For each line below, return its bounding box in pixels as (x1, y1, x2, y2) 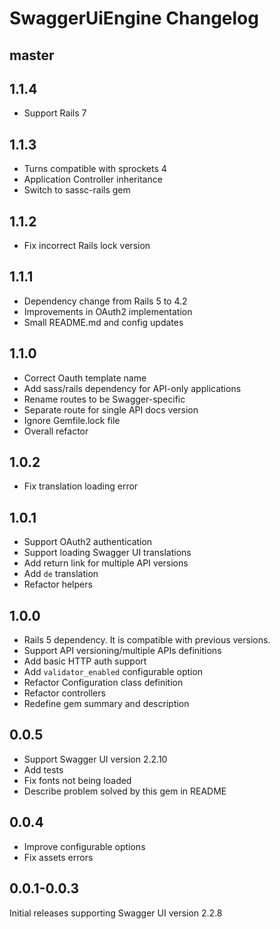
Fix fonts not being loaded (23, 774, 132, 786)
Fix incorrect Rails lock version (23, 240, 151, 252)
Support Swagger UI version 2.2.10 (23, 753, 168, 765)
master (9, 47, 55, 64)
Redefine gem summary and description (23, 698, 190, 710)
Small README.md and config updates (23, 316, 184, 328)
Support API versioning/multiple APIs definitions (23, 645, 222, 657)
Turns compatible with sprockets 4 (23, 163, 167, 175)
